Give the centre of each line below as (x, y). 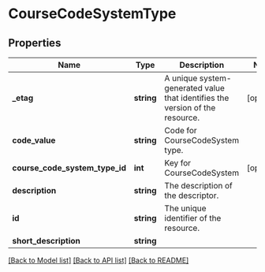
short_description (47, 241)
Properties (35, 43)
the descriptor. (192, 196)
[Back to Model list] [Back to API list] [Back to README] (99, 260)
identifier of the (193, 218)
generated (183, 88)
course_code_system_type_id (69, 168)
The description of (198, 186)
